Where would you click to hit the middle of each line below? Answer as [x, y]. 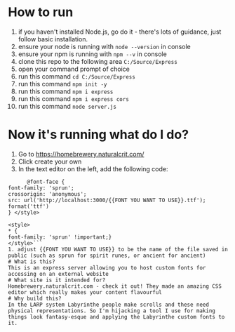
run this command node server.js [67, 106]
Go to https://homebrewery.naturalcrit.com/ [81, 154]
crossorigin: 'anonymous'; [47, 194]
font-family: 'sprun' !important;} [60, 237]
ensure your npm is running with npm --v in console [92, 54]
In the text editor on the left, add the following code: [93, 168]
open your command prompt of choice [74, 69]
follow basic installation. [53, 39]
